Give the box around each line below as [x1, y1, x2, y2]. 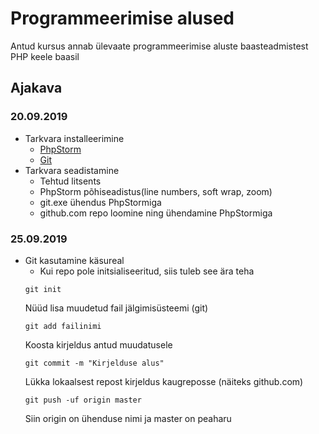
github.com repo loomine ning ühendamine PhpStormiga [39, 207, 273, 219]
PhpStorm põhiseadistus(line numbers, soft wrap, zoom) [39, 185, 273, 197]
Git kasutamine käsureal [24, 254, 125, 266]
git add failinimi [24, 321, 102, 331]
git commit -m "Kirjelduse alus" [24, 358, 165, 368]
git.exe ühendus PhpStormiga [39, 196, 162, 208]
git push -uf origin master [24, 395, 142, 405]
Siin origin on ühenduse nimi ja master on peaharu [24, 412, 232, 424]
